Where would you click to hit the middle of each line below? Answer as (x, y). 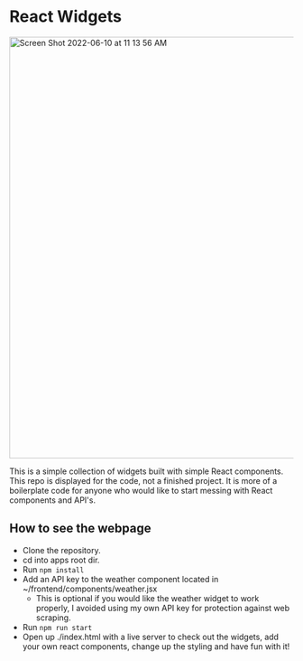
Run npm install (53, 569)
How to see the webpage (80, 529)
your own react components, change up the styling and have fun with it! (156, 646)
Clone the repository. (61, 550)
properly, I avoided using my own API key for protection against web (163, 608)
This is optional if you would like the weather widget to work (147, 598)
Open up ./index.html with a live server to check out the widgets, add (151, 637)
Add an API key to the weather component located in (120, 579)
